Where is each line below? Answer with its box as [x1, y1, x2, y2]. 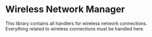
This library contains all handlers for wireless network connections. [5, 20, 147, 26]
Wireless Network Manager [5, 4, 125, 15]
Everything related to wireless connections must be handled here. [5, 25, 145, 31]
